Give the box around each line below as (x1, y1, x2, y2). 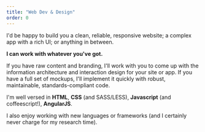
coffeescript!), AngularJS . (6, 99, 72, 107)
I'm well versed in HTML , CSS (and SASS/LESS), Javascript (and (6, 93, 171, 101)
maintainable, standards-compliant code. (6, 81, 110, 89)
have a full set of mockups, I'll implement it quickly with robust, (6, 75, 166, 82)
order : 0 (6, 15, 29, 21)
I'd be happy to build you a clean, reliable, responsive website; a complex (6, 31, 192, 39)
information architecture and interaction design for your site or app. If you (6, 68, 193, 76)
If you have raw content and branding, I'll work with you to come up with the (6, 62, 199, 69)
